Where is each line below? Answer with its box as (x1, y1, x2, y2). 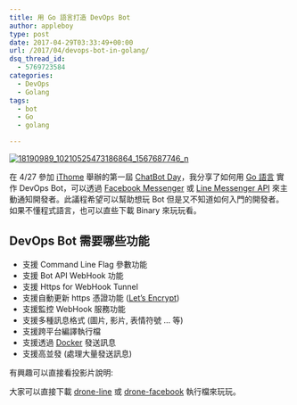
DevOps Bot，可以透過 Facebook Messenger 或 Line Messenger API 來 (19, 183, 281, 193)
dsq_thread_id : (9, 54, 66, 63)
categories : (9, 71, 54, 80)
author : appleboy (9, 21, 74, 30)
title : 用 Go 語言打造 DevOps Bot (9, 12, 131, 22)
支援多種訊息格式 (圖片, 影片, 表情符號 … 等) (21, 314, 184, 326)
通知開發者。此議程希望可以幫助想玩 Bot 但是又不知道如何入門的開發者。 (16, 194, 285, 204)
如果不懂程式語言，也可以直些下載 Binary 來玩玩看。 (9, 205, 202, 215)
